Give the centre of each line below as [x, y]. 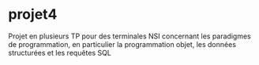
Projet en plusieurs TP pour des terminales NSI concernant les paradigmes [129, 36]
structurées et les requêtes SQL [60, 52]
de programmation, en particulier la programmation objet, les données [122, 44]
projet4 [33, 14]
